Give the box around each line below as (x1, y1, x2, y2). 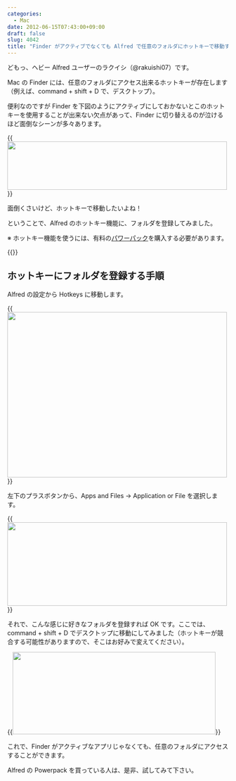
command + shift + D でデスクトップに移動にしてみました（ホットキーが (7, 628, 218, 637)
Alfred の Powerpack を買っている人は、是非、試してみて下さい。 (7, 766, 198, 774)
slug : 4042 (7, 37, 39, 44)
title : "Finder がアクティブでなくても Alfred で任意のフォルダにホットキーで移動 (7, 43, 225, 50)
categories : (7, 10, 42, 18)
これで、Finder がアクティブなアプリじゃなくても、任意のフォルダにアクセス (7, 742, 229, 750)
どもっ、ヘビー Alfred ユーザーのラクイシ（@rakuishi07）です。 (7, 63, 193, 71)
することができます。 (7, 751, 69, 759)
